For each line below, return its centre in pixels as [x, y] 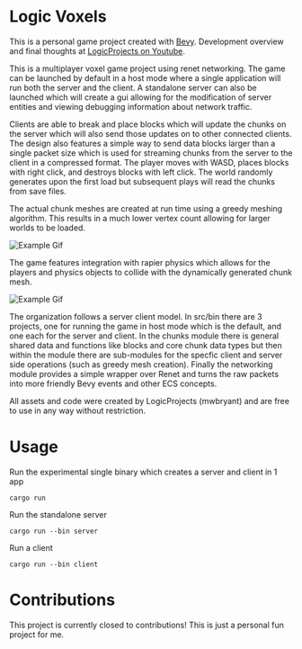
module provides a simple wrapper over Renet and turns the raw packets [144, 374]
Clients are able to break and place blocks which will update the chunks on [148, 124]
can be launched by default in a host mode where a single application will [145, 77]
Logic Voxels [58, 17]
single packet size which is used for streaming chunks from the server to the [151, 153]
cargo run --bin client [54, 564]
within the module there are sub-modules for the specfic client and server [146, 355]
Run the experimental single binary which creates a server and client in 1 [143, 472]
